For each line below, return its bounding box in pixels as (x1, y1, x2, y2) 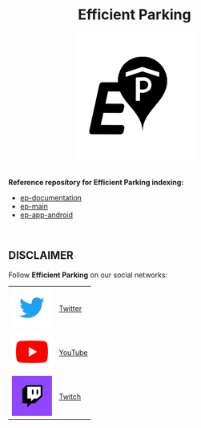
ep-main (19, 201, 48, 211)
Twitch (58, 392, 82, 402)
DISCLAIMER (8, 248, 74, 262)
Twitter (58, 303, 82, 313)
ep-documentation (19, 192, 82, 202)
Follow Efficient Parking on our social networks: (8, 270, 168, 280)
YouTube (58, 347, 88, 357)
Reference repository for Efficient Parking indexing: (8, 177, 184, 187)
